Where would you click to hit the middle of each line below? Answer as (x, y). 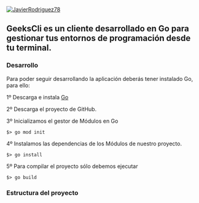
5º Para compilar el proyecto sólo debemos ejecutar (72, 166)
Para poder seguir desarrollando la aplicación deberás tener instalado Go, (100, 79)
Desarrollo (22, 66)
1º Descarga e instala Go (37, 97)
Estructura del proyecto (42, 193)
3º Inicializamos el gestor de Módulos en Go (62, 121)
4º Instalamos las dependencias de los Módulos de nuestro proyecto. (94, 144)
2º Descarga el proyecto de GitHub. (52, 109)
